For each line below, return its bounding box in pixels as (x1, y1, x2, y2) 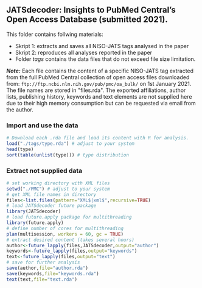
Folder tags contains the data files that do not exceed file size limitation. (15, 55, 196, 63)
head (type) (6, 146, 34, 152)
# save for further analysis (6, 259, 80, 265)
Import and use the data (6, 121, 78, 130)
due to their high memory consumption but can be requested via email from (6, 99, 196, 107)
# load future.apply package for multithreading (6, 214, 132, 220)
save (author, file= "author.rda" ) (6, 265, 88, 272)
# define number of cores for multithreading (6, 225, 124, 231)
